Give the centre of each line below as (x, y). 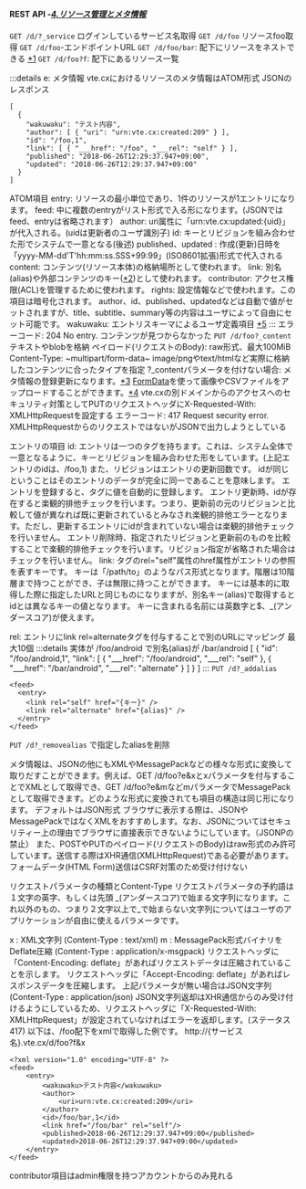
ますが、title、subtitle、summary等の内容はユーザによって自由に (163, 313)
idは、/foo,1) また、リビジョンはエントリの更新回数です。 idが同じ (165, 469)
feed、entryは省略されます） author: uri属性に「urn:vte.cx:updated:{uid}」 (150, 221)
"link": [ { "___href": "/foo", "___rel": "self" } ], (132, 149)
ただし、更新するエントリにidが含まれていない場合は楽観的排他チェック (159, 526)
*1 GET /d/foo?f (57, 58)
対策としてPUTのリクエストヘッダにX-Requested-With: (153, 404)
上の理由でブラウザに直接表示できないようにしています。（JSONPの (167, 833)
